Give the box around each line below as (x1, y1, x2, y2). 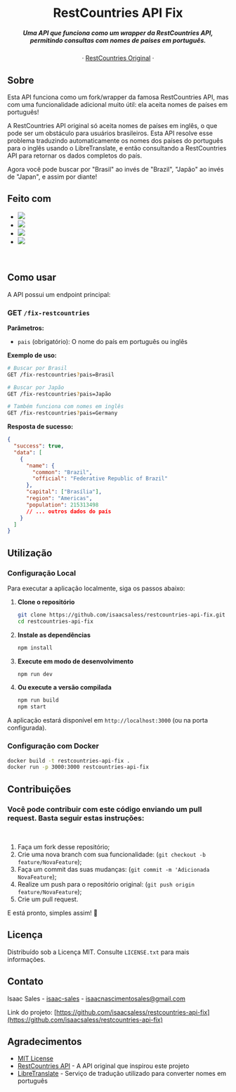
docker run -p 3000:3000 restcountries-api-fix (7, 763, 150, 771)
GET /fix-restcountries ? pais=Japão (7, 391, 112, 398)
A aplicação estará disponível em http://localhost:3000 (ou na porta (7, 716, 209, 725)
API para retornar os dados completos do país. (7, 151, 143, 160)
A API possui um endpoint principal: (7, 290, 111, 298)
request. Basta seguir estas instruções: (7, 813, 145, 823)
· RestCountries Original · (81, 54, 155, 63)
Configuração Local (7, 568, 77, 578)
